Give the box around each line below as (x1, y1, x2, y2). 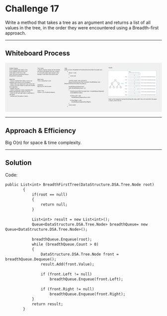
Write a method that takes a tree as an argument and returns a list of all (5, 19, 151, 25)
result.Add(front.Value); (40, 262, 94, 267)
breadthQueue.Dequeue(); (5, 257, 57, 262)
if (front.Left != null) (40, 272, 92, 277)
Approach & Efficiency (5, 126, 76, 135)
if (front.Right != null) (40, 287, 94, 292)
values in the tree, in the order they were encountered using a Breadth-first (5, 24, 159, 30)
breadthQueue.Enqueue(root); (31, 237, 92, 242)
